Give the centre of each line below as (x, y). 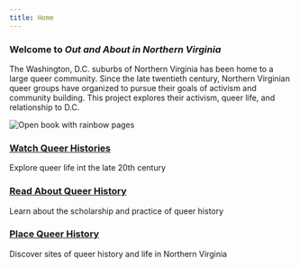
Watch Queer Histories (60, 148)
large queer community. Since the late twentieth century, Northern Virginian (150, 79)
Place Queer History (54, 234)
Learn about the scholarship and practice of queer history (117, 211)
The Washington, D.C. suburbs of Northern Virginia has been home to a (141, 69)
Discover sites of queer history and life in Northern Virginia (118, 254)
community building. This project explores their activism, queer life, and (142, 97)
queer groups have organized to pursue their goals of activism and (133, 88)
